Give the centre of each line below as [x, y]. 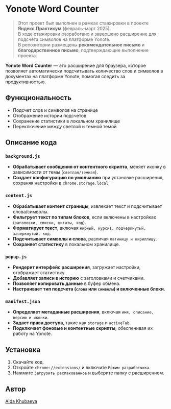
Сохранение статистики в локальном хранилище [66, 121]
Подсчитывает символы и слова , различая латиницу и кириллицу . [85, 238]
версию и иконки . [31, 318]
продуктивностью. [26, 82]
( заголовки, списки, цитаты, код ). [49, 222]
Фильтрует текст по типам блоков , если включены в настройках [84, 217]
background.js [23, 157]
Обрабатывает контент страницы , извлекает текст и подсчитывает [87, 206]
